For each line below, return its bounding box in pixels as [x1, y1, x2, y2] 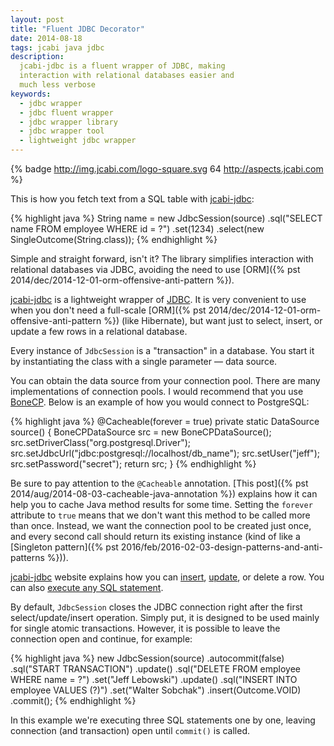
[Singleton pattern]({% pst [10, 541, 119, 553]
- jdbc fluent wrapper [19, 107, 114, 118]
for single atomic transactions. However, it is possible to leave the [10, 622, 281, 634]
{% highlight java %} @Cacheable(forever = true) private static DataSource [10, 416, 320, 427]
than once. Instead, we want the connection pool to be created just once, [10, 520, 312, 531]
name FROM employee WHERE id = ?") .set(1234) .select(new [10, 223, 265, 235]
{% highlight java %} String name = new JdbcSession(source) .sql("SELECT [10, 212, 323, 224]
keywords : [10, 89, 52, 99]
